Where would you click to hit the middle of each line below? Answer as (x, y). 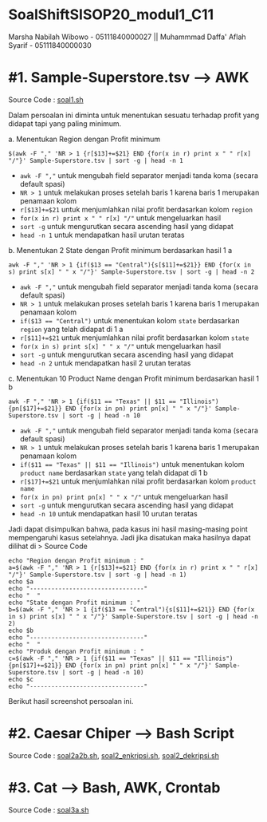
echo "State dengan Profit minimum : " (75, 603)
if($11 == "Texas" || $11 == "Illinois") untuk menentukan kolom (132, 464)
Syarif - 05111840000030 (50, 45)
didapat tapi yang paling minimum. (65, 123)
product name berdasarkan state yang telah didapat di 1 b (114, 472)
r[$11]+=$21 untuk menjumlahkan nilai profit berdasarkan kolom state (134, 338)
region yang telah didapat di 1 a (71, 329)
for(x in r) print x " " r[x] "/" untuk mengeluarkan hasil (120, 218)
